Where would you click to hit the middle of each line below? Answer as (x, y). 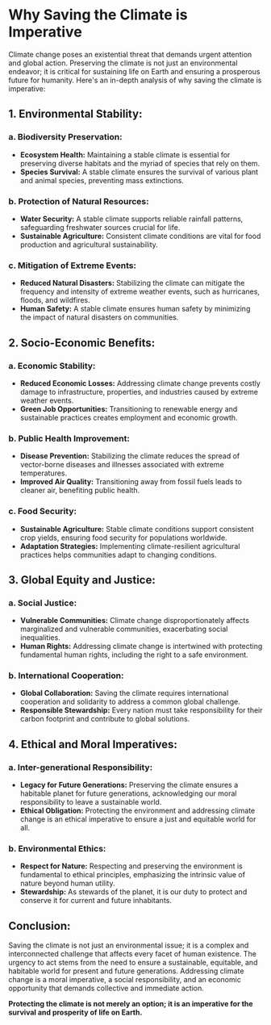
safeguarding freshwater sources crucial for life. (100, 227)
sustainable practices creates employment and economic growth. (129, 417)
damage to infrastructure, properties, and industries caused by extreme (139, 391)
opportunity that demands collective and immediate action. (106, 988)
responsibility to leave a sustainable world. (91, 802)
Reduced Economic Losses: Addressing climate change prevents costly (140, 383)
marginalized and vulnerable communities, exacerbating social (124, 629)
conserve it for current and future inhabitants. (96, 901)
